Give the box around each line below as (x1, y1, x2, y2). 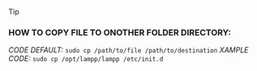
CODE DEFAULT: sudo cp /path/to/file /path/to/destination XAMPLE (8, 45, 249, 55)
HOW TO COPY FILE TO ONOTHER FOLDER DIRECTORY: (8, 27, 231, 38)
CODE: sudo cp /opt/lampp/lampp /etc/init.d (8, 54, 164, 64)
